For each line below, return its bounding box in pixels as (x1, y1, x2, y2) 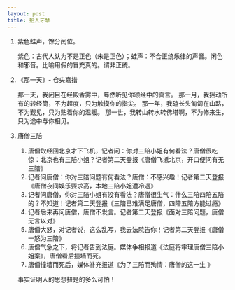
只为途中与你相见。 (17, 116, 73, 125)
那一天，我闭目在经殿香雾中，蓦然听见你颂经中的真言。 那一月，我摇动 (17, 90, 222, 99)
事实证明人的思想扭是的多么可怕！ (17, 275, 116, 284)
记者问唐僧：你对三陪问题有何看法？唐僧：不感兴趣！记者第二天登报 (27, 172, 225, 181)
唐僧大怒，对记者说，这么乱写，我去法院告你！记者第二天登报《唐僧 (27, 225, 225, 233)
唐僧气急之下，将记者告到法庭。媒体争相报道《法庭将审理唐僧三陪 (27, 242, 218, 251)
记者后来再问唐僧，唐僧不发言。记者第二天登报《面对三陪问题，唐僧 (27, 207, 225, 216)
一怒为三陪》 (27, 234, 65, 242)
